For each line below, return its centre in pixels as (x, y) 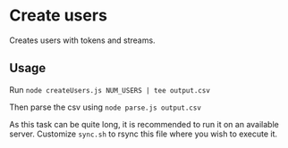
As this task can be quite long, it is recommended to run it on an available (144, 124)
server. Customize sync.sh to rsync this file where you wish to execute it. (144, 134)
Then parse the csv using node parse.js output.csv (105, 107)
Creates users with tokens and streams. (82, 40)
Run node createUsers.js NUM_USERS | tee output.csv (110, 89)
